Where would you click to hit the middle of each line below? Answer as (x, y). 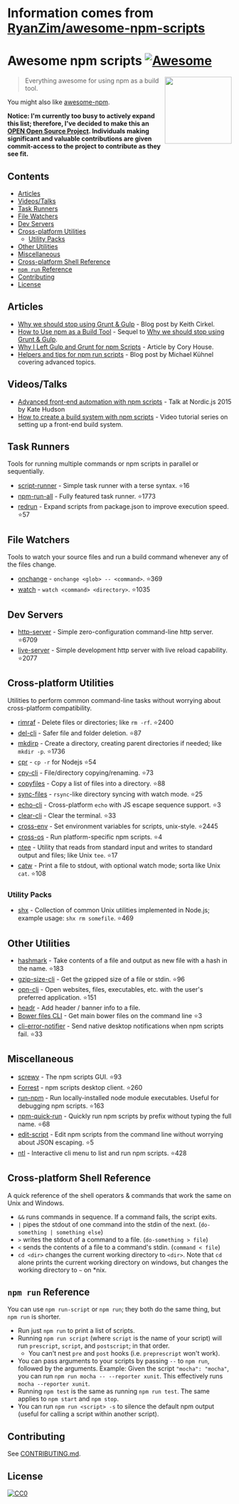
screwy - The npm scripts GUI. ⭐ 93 (70, 1077)
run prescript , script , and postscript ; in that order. (94, 1346)
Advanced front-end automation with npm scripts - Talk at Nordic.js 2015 (124, 402)
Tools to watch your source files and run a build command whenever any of (118, 557)
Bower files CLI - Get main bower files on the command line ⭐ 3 (110, 1015)
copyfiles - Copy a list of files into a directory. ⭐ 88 (91, 783)
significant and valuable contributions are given (80, 139)
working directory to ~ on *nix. (62, 1270)
